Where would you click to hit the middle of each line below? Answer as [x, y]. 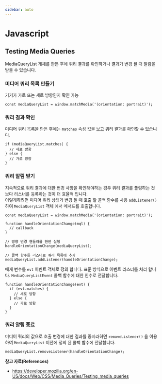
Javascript [27, 33]
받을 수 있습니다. [21, 70]
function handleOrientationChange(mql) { [48, 224]
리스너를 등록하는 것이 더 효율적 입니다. [51, 194]
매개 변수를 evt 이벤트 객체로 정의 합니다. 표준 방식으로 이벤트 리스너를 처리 [76, 269]
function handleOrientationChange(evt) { [48, 284]
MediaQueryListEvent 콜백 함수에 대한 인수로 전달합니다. [65, 275]
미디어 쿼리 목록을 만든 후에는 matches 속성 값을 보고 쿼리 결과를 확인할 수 [75, 129]
